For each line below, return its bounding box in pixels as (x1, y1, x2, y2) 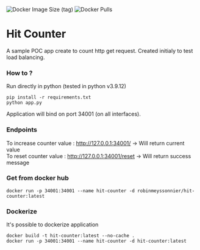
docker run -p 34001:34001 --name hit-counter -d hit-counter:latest (6, 238, 187, 245)
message (6, 159, 29, 166)
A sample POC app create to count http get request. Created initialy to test (6, 47, 193, 54)
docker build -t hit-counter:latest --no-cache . (6, 233, 135, 239)
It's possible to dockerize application (6, 221, 99, 228)
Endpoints (6, 125, 38, 134)
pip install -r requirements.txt (6, 94, 91, 100)
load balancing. (6, 54, 45, 61)
